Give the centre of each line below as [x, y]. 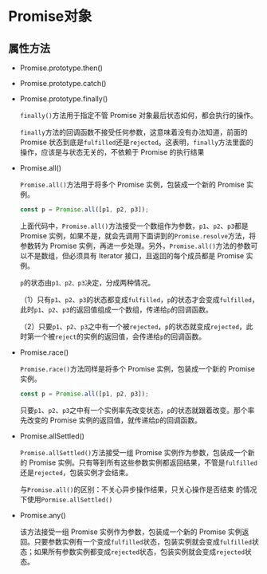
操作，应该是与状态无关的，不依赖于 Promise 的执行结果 [112, 152]
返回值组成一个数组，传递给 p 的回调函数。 [144, 309]
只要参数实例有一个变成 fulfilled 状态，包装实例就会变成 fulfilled [143, 541]
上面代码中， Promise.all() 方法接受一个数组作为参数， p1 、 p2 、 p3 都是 [134, 226]
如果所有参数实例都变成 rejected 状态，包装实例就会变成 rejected [139, 552]
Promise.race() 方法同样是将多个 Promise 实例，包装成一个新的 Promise [137, 368]
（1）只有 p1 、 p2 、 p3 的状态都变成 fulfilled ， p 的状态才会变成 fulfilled [136, 299]
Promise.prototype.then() [61, 68]
